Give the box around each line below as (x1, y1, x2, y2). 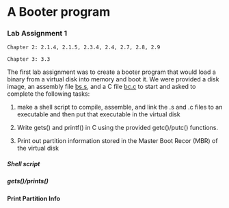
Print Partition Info (7, 194, 60, 203)
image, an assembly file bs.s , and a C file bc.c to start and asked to (7, 83, 196, 91)
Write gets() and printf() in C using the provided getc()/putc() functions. (16, 124, 219, 132)
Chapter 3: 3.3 (7, 56, 51, 63)
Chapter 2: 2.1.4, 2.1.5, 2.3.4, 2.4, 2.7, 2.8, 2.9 (7, 44, 161, 51)
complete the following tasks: (7, 90, 90, 98)
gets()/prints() (7, 177, 49, 185)
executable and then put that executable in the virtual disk (16, 110, 181, 118)
